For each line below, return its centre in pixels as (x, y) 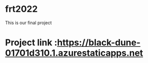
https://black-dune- (99, 43)
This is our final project (28, 23)
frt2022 (21, 9)
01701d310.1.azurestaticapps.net (74, 53)
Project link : (31, 43)
